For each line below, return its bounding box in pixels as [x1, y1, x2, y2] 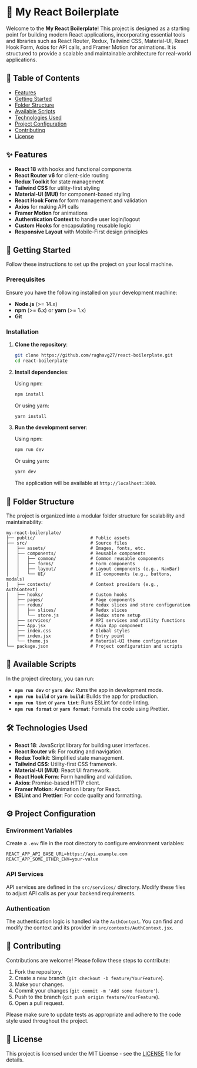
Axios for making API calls [14, 203, 79, 210]
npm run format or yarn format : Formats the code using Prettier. [14, 705, 169, 712]
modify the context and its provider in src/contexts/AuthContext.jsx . [6, 924, 173, 931]
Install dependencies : [14, 368, 69, 375]
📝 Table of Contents [6, 73, 80, 83]
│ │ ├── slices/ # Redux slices [6, 607, 128, 614]
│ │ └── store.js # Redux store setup [6, 612, 141, 618]
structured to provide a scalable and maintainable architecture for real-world [6, 50, 192, 57]
